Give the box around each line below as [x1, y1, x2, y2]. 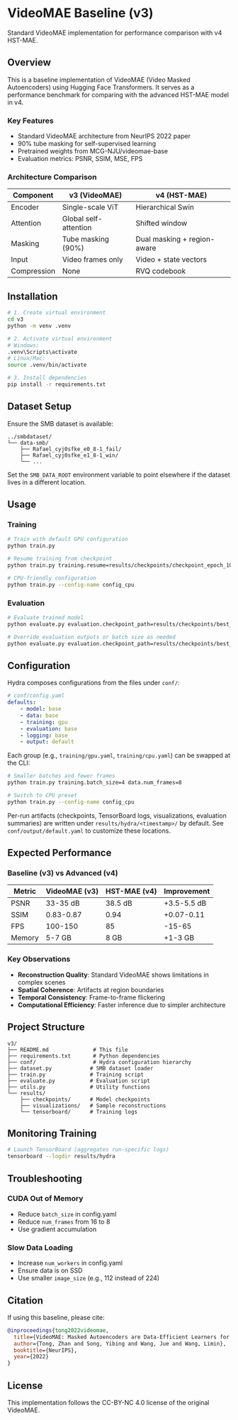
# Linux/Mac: [7, 355, 46, 362]
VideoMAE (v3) [45, 887, 99, 897]
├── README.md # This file [7, 1046, 129, 1053]
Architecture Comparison [7, 172, 97, 182]
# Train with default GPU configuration [7, 536, 129, 543]
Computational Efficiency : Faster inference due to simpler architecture [17, 1000, 226, 1009]
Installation [7, 290, 58, 302]
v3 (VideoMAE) [69, 190, 123, 200]
